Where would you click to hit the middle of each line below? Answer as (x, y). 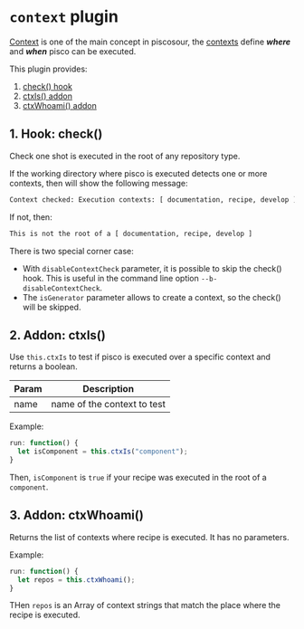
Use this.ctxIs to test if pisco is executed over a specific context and (140, 357)
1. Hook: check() (56, 134)
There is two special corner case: (71, 251)
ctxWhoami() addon (59, 105)
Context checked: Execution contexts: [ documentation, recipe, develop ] (153, 200)
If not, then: (31, 217)
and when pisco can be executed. (73, 51)
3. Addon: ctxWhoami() (77, 515)
